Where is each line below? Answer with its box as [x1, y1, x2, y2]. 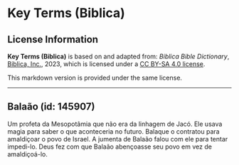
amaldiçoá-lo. [7, 149, 48, 158]
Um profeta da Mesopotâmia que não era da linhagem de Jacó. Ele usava [7, 119, 223, 128]
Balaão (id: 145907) [7, 101, 95, 113]
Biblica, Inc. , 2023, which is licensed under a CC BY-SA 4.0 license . [7, 60, 206, 68]
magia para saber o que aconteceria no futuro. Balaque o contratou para [7, 127, 220, 136]
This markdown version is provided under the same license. [7, 73, 183, 82]
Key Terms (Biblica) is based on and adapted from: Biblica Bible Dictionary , [7, 52, 230, 60]
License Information [7, 33, 98, 46]
